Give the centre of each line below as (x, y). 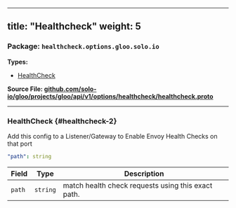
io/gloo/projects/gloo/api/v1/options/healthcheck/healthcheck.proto (110, 96)
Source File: (25, 89)
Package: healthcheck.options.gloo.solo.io (83, 46)
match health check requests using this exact (138, 185)
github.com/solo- (70, 89)
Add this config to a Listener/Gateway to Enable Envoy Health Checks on (112, 136)
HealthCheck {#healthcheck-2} (62, 121)
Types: (18, 62)
